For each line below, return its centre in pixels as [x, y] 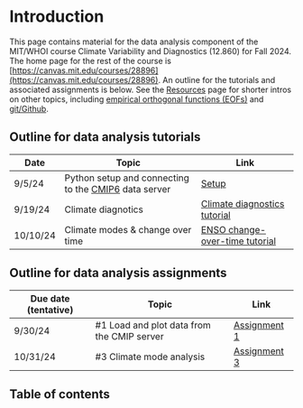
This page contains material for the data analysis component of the [134, 42]
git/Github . [29, 108]
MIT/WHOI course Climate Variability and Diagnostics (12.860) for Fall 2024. [150, 51]
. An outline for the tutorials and [216, 79]
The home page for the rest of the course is [90, 60]
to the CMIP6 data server [118, 189]
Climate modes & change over [128, 229]
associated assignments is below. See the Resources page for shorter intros [150, 89]
